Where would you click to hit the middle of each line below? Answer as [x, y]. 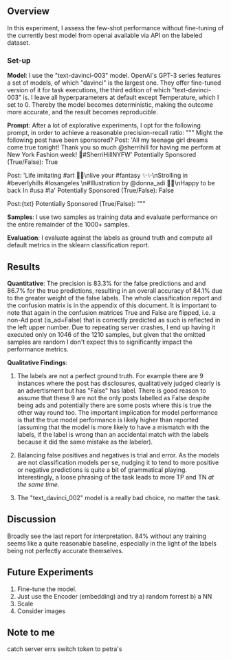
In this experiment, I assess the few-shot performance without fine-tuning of [115, 28]
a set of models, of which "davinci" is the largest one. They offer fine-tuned [114, 83]
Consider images [41, 611]
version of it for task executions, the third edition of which [89, 90]
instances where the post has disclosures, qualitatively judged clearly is [119, 383]
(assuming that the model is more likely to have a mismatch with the [113, 427]
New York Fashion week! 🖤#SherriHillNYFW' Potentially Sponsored [102, 155]
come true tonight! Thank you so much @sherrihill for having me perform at [114, 147]
